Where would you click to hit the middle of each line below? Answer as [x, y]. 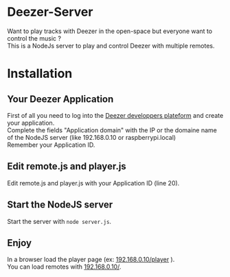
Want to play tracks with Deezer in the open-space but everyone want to [110, 31]
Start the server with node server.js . [59, 221]
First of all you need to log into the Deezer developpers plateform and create [115, 115]
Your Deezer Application [60, 99]
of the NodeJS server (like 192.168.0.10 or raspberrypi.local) [92, 137]
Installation [40, 74]
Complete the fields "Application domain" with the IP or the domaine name [112, 130]
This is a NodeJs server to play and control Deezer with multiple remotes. [111, 45]
